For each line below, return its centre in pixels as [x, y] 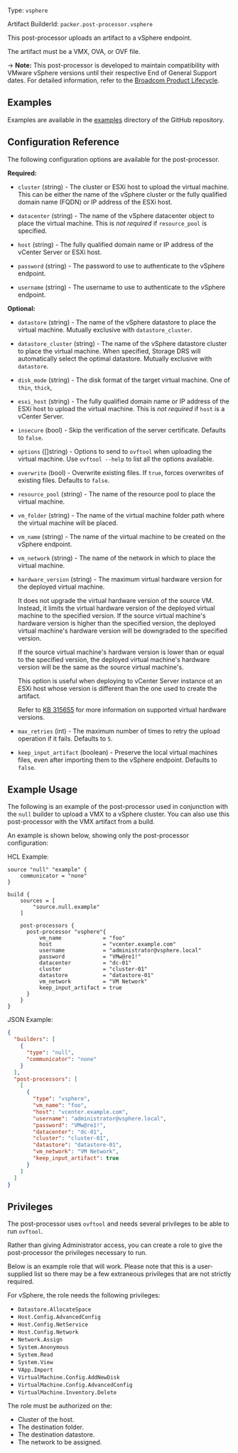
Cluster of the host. [46, 1420]
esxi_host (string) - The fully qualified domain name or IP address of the [123, 401]
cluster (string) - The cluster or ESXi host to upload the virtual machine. [123, 187]
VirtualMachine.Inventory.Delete [67, 1393]
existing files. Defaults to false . [64, 480]
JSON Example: [30, 1020]
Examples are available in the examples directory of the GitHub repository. [116, 119]
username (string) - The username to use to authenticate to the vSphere [121, 287]
